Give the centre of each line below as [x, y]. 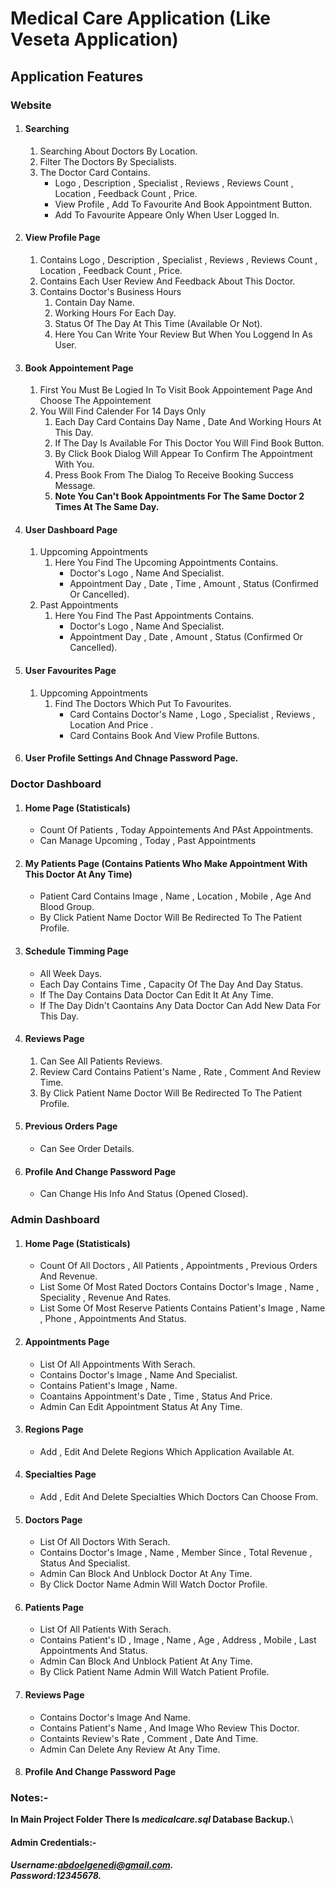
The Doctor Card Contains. [95, 172]
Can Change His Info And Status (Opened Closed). [144, 1194]
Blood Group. [67, 907]
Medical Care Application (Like [140, 18]
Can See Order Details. [87, 1149]
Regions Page [54, 1429]
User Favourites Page [70, 670]
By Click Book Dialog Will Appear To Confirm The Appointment [183, 454]
